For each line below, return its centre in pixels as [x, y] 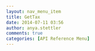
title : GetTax [23, 17]
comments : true [24, 33]
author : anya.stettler [34, 28]
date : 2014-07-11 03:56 [35, 22]
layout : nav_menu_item [34, 11]
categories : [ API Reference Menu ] [48, 39]
